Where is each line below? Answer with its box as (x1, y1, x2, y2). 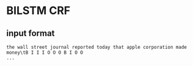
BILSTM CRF (6, 4, 71, 18)
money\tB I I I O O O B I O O (6, 50, 84, 56)
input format (6, 28, 55, 38)
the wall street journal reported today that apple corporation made (6, 44, 188, 50)
